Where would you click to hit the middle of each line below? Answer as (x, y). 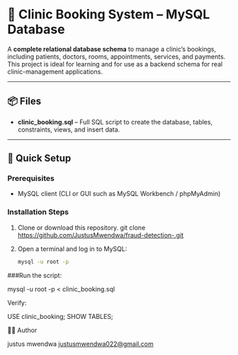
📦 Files (24, 101)
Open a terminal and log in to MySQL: (72, 249)
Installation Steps (38, 212)
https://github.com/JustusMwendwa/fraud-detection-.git (101, 235)
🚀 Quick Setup (39, 158)
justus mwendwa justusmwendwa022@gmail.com (80, 344)
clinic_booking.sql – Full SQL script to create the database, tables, (115, 122)
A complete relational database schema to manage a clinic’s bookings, (112, 49)
